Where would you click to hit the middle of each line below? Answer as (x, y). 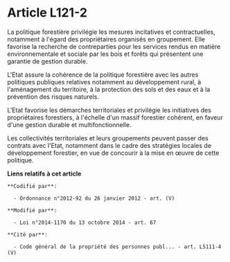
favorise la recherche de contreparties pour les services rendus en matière (114, 46)
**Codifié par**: (32, 186)
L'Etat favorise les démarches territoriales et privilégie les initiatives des (109, 110)
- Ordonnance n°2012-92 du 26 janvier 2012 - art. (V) (94, 198)
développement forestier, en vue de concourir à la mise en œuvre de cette (113, 153)
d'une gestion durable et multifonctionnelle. (69, 124)
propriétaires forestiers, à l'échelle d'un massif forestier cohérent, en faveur (115, 117)
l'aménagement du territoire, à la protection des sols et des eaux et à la (109, 89)
